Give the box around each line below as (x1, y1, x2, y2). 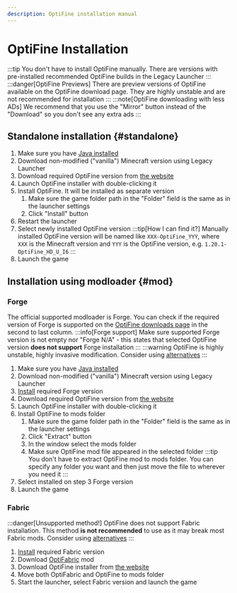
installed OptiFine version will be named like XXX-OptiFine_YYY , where (17, 232, 220, 241)
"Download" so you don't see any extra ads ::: (7, 109, 141, 118)
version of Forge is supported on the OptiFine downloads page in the (7, 320, 209, 329)
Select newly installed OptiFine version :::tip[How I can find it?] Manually (17, 224, 229, 233)
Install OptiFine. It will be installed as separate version (17, 187, 175, 195)
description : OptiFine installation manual (7, 10, 138, 18)
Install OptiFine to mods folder (17, 410, 106, 418)
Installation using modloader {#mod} (7, 275, 173, 288)
